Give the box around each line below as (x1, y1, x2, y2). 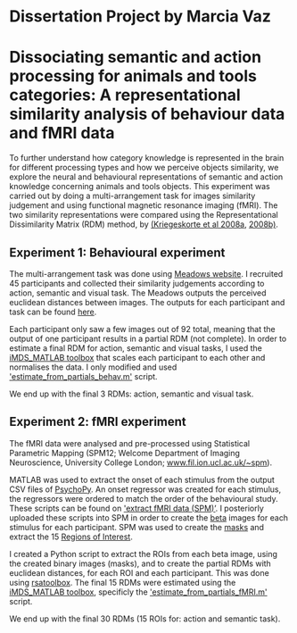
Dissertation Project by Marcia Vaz (9, 6, 272, 27)
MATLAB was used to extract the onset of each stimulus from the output (9, 474, 275, 485)
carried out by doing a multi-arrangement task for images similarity (9, 190, 256, 202)
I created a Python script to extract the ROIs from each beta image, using (9, 548, 278, 559)
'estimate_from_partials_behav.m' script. (9, 371, 158, 381)
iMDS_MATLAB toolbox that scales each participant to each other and (9, 352, 266, 362)
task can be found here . (9, 306, 97, 317)
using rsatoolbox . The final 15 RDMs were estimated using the (9, 577, 236, 587)
